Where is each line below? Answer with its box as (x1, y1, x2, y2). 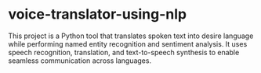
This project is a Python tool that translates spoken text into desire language (8, 31, 254, 40)
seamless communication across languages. (8, 56, 151, 65)
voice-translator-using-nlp (8, 5, 187, 23)
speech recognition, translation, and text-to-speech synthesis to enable (8, 47, 240, 57)
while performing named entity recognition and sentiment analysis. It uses (8, 39, 248, 48)
